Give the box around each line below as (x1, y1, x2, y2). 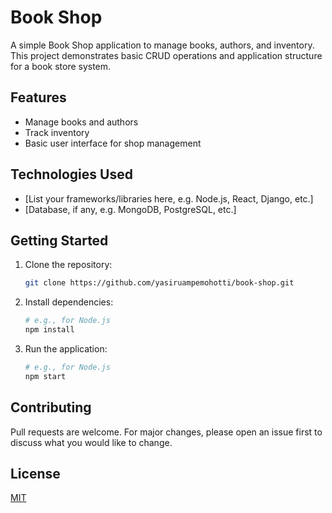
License (10, 465, 61, 482)
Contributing (10, 399, 92, 416)
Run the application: (24, 343, 108, 355)
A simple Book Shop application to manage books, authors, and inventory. (10, 39, 315, 51)
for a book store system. (10, 60, 112, 72)
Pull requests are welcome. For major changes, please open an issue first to (10, 426, 323, 438)
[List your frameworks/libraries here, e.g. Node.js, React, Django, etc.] (24, 192, 314, 205)
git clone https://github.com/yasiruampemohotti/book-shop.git (24, 278, 295, 288)
